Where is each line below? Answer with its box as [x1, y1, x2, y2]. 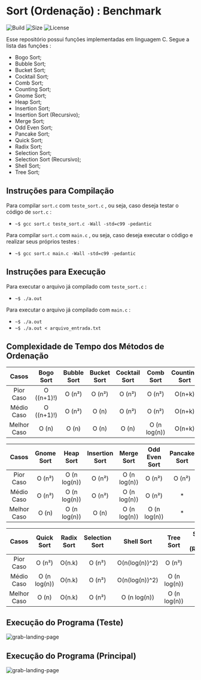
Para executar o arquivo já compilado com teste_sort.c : [6, 283, 147, 290]
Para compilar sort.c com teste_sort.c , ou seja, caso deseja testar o [6, 202, 179, 209]
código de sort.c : [6, 208, 52, 215]
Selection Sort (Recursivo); [14, 155, 82, 163]
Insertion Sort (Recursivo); [14, 111, 80, 118]
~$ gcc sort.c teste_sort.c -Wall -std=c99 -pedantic [14, 221, 152, 227]
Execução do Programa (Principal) [6, 651, 136, 661]
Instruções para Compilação [6, 186, 114, 196]
